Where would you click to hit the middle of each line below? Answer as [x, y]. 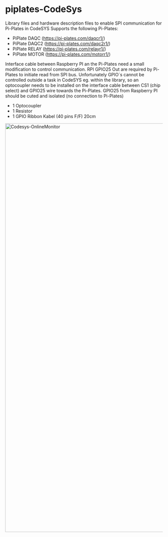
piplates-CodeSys [44, 9]
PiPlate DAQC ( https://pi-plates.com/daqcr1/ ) [59, 38]
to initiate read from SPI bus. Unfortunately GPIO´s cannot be [82, 74]
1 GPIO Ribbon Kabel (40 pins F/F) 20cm [54, 116]
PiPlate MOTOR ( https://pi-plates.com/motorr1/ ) [61, 54]
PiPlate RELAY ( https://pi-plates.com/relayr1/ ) [59, 49]
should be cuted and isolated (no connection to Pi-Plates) [64, 96]
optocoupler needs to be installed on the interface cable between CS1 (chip [83, 85]
